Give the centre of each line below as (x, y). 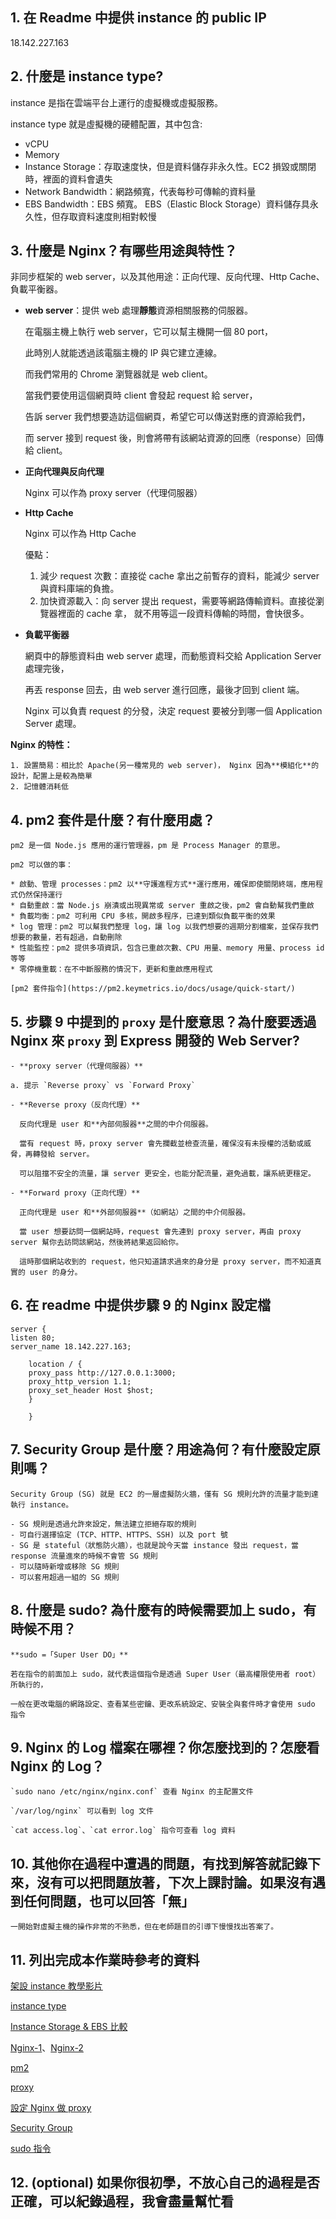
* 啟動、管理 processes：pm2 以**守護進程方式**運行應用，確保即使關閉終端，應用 (163, 884)
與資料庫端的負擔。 (79, 589)
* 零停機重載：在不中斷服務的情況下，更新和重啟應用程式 (111, 969)
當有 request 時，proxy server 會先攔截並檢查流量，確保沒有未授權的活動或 (162, 1144)
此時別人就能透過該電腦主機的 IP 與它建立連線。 (123, 353)
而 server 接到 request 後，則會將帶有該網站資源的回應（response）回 (170, 438)
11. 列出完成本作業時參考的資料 (105, 1959)
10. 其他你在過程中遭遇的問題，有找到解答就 (146, 1863)
